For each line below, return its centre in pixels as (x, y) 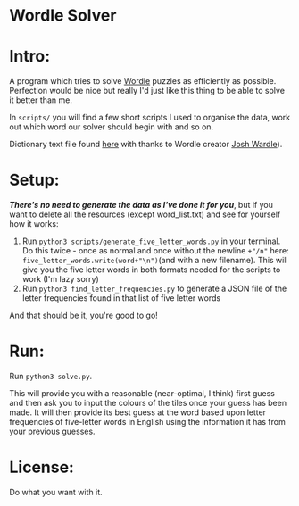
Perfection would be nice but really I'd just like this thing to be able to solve (147, 91)
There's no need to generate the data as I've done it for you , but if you (141, 205)
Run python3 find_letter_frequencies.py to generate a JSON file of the (154, 289)
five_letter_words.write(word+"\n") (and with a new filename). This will (155, 261)
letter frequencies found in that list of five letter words (121, 298)
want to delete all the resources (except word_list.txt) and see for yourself (145, 214)
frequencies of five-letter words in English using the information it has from (147, 422)
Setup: (34, 180)
